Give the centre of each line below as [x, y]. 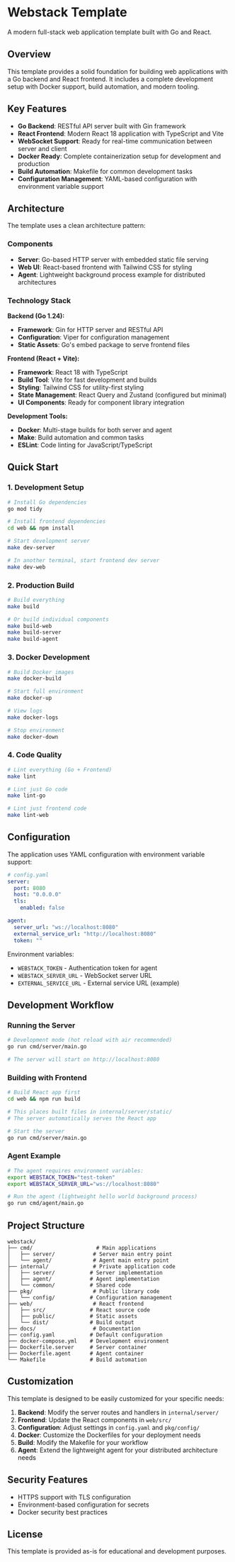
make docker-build [34, 678]
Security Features [48, 1480]
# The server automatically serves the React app [82, 1118]
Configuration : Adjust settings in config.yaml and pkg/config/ [109, 1427]
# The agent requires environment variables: [75, 1171]
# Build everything [36, 600]
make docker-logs [33, 717]
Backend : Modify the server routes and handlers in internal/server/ [118, 1412]
